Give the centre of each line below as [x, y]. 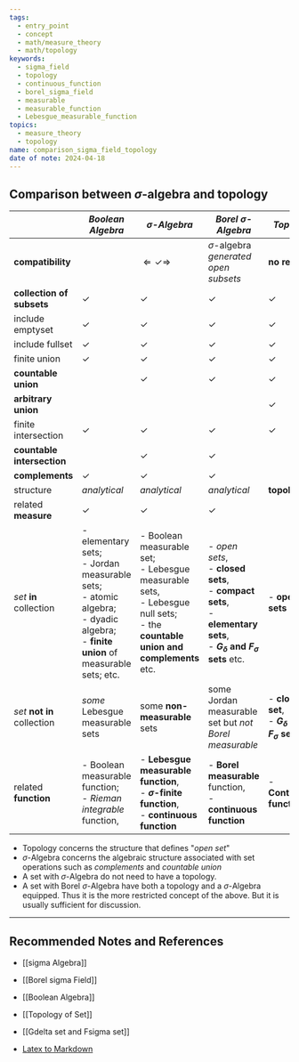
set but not [230, 723]
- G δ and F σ [234, 647]
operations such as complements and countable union [122, 867]
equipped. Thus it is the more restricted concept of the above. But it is [150, 896]
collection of [41, 293]
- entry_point [43, 26]
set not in [34, 711]
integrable [103, 809]
